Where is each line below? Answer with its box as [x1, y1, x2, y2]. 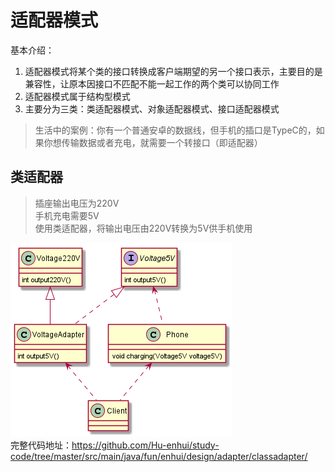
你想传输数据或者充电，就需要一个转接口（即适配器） [43, 136, 263, 148]
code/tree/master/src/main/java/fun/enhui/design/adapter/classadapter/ [10, 450, 308, 462]
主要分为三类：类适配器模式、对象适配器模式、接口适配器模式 [24, 102, 280, 115]
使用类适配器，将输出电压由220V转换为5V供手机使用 [34, 222, 253, 234]
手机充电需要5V [34, 209, 100, 221]
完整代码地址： [10, 439, 72, 451]
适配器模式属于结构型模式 [24, 90, 131, 102]
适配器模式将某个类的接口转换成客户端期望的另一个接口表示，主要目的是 [24, 65, 323, 77]
